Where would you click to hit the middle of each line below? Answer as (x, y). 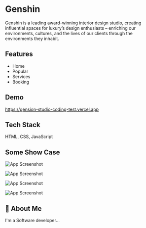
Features (19, 54)
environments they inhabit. (32, 39)
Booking (21, 82)
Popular (20, 71)
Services (21, 76)
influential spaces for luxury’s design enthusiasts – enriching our (71, 28)
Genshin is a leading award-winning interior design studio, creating (73, 23)
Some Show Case (33, 152)
